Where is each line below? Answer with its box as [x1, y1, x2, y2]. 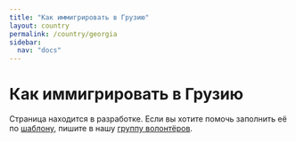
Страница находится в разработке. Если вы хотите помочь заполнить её [9, 114, 287, 124]
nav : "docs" [17, 46, 62, 55]
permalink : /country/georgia [9, 29, 118, 38]
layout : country [9, 21, 70, 30]
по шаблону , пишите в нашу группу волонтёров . [9, 123, 193, 134]
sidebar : [9, 37, 42, 47]
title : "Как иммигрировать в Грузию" [9, 12, 150, 22]
